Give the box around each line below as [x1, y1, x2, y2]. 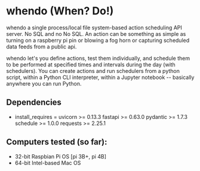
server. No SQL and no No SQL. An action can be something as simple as [6, 30, 186, 37]
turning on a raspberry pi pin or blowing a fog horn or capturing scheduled [6, 36, 190, 44]
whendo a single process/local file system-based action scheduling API [6, 24, 182, 31]
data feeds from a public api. [6, 43, 77, 50]
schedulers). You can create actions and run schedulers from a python [6, 67, 180, 74]
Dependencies [6, 97, 61, 108]
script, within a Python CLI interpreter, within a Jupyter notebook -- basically [6, 74, 195, 81]
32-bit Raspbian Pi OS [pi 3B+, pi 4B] [14, 152, 106, 160]
